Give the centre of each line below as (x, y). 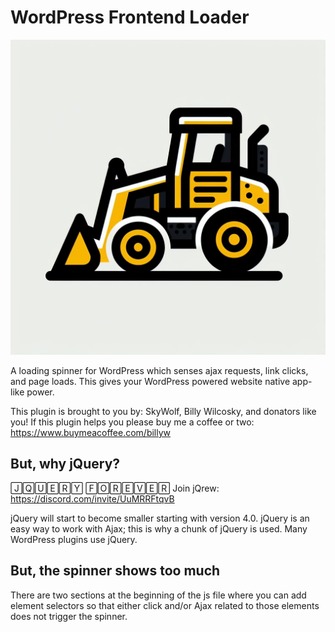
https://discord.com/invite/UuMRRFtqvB (92, 498)
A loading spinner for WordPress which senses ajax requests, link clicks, (159, 370)
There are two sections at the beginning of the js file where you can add (158, 595)
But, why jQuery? (65, 464)
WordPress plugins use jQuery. (74, 539)
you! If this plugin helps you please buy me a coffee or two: (132, 422)
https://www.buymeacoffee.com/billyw (91, 432)
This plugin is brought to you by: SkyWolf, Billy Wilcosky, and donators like (163, 411)
